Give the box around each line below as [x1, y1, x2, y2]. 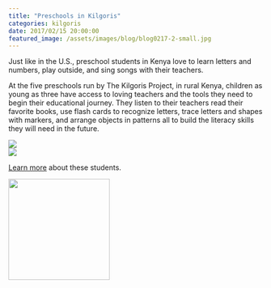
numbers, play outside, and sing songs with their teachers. [8, 66, 204, 75]
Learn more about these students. [8, 163, 121, 172]
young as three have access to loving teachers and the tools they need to [8, 90, 253, 100]
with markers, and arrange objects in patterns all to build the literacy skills [8, 115, 255, 125]
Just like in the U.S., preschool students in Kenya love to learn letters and [8, 57, 252, 66]
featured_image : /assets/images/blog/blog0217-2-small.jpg [8, 34, 212, 43]
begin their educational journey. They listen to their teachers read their [8, 98, 243, 108]
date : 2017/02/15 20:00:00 [8, 27, 100, 35]
